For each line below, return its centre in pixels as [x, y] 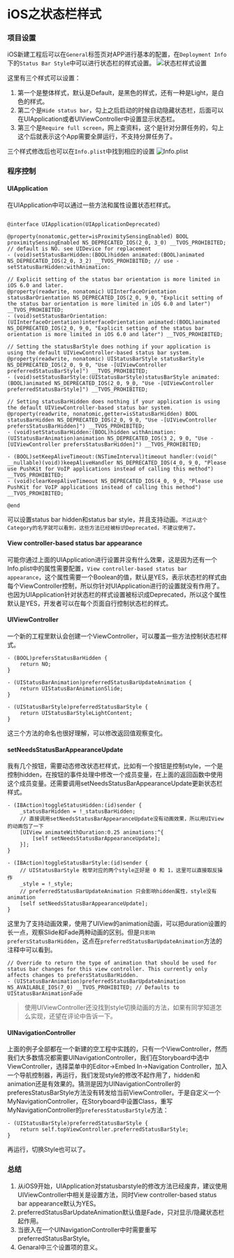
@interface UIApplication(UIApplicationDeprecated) [84, 224]
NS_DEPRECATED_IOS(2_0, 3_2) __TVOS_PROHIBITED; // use [90, 261]
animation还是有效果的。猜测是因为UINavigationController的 [94, 1084]
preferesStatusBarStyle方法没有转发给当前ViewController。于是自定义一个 [114, 1093]
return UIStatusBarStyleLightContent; [76, 714]
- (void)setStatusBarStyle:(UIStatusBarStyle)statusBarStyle [98, 377]
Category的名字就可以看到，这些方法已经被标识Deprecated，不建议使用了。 [103, 528]
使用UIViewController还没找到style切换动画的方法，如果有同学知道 [120, 1008]
